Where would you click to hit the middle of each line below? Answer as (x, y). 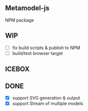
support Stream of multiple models (47, 104)
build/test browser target (38, 53)
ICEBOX (17, 69)
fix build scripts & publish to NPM (46, 48)
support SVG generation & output (46, 98)
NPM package (20, 20)
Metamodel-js (27, 8)
